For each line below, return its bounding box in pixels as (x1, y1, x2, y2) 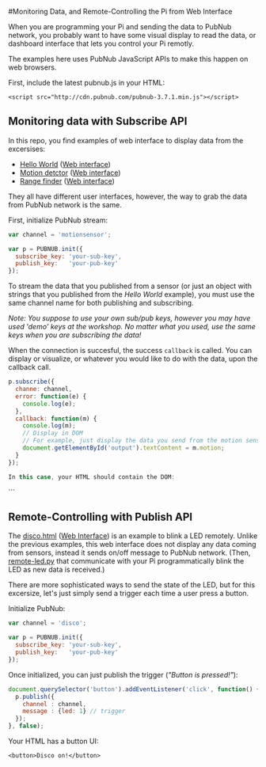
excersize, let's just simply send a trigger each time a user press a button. (8, 589, 249, 598)
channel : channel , (22, 700, 87, 708)
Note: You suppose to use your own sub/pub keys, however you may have (8, 313, 251, 323)
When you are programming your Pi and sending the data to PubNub (8, 22, 232, 31)
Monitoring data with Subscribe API (8, 115, 188, 128)
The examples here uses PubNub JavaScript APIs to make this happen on (8, 55, 249, 63)
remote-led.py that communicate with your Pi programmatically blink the (8, 556, 245, 566)
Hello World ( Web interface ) (19, 159, 111, 169)
